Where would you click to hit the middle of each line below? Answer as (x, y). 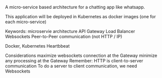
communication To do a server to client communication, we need (71, 66)
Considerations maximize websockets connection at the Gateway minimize (81, 55)
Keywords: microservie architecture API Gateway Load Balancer (70, 31)
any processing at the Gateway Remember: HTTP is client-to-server (74, 61)
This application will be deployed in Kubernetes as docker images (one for (81, 16)
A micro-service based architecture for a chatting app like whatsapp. (75, 7)
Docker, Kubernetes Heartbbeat (38, 46)
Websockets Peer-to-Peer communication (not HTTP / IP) (64, 37)
